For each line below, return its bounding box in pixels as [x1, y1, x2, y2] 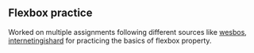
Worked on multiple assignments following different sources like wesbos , [8, 27, 248, 36]
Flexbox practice [8, 6, 93, 20]
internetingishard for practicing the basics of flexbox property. [8, 36, 212, 45]
